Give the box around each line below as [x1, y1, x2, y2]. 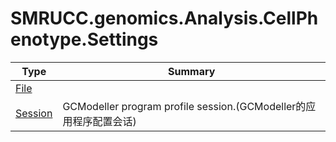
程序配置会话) [72, 114, 137, 128]
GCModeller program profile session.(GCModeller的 [62, 99, 307, 113]
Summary [168, 64, 216, 78]
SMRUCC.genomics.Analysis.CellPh [10, 7, 319, 30]
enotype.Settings [10, 28, 159, 51]
